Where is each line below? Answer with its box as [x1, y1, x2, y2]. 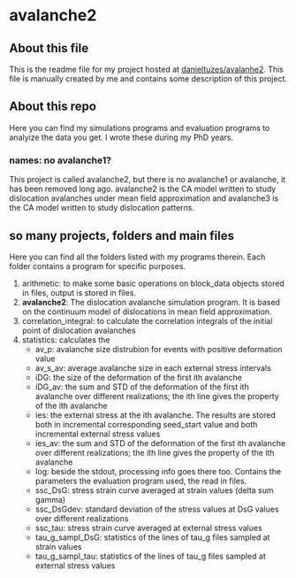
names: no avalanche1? [9, 154, 112, 166]
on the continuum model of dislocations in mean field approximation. [21, 306, 272, 317]
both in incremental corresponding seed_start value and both [34, 419, 258, 429]
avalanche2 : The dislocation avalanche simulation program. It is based [21, 297, 281, 307]
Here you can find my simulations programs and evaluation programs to [9, 122, 270, 133]
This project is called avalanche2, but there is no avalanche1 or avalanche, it [9, 174, 286, 185]
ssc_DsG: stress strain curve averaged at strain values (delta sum [34, 484, 274, 496]
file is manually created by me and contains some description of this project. [9, 73, 288, 84]
